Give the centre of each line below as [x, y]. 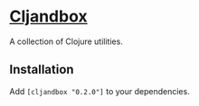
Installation [42, 70]
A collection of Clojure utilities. [66, 41]
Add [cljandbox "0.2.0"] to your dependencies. [99, 91]
